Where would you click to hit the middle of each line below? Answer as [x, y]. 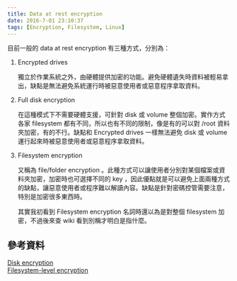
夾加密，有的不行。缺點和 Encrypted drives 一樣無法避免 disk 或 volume [122, 133]
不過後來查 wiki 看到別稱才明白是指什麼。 [90, 221]
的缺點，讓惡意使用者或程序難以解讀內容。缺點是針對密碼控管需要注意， [123, 188]
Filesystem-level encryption [48, 270]
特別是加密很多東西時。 [52, 197]
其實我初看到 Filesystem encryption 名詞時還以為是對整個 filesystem [117, 212]
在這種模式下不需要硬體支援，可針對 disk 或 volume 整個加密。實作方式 [121, 115]
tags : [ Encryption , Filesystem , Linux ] [66, 27]
